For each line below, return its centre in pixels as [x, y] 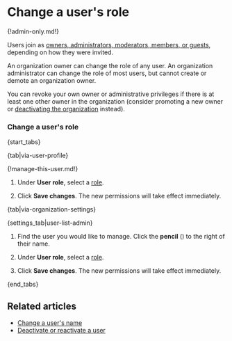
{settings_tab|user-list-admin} [50, 223]
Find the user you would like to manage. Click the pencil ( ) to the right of [121, 237]
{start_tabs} [24, 142]
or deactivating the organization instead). [66, 109]
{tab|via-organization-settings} [51, 209]
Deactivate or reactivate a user [61, 331]
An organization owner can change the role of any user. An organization [110, 65]
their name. [34, 244]
